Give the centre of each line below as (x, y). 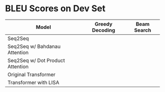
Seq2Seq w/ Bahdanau (34, 46)
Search (143, 30)
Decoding (104, 30)
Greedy (104, 24)
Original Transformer (31, 74)
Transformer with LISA (33, 82)
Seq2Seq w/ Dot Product (36, 60)
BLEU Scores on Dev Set (55, 9)
